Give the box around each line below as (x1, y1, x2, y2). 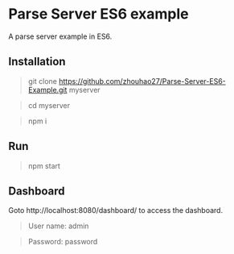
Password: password (27, 237, 98, 247)
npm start (27, 160, 60, 170)
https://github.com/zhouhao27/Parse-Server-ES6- (59, 76, 227, 85)
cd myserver (27, 100, 71, 110)
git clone (27, 76, 58, 85)
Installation (8, 55, 66, 69)
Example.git (27, 85, 68, 94)
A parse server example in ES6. (8, 31, 113, 41)
